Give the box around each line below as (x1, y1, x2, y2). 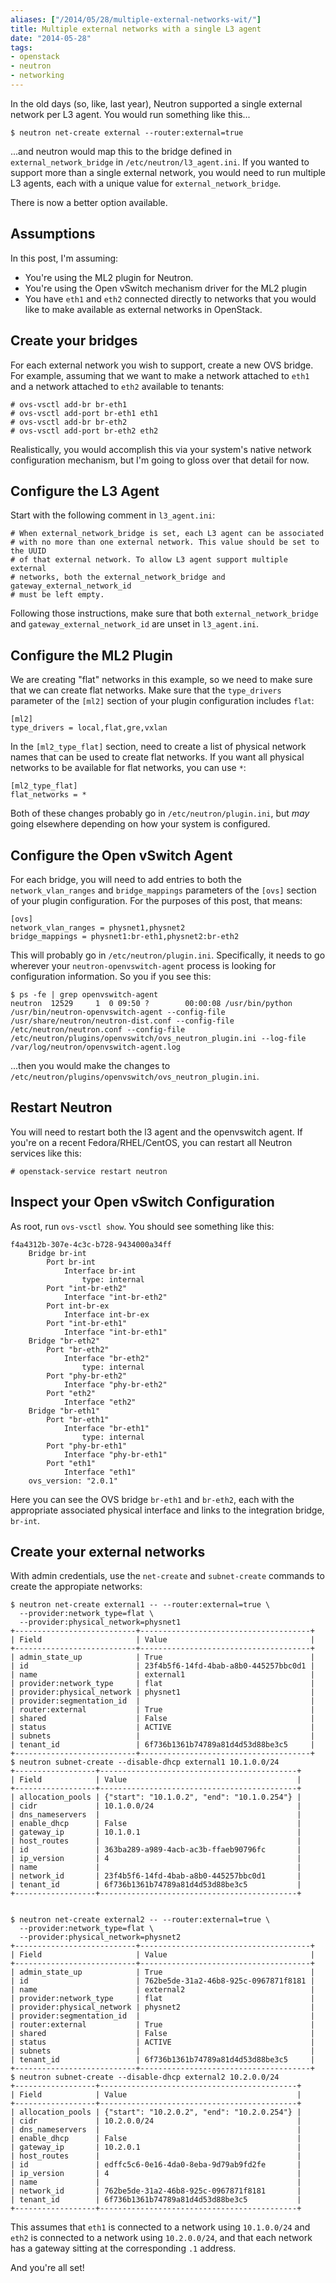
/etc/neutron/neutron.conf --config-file (10, 1024, 186, 1035)
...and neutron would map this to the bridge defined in (10, 145, 232, 157)
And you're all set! (10, 2262, 85, 2274)
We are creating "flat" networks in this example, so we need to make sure (10, 674, 313, 686)
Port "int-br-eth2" (46, 1283, 128, 1293)
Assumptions (10, 226, 96, 243)
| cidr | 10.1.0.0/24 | (10, 1801, 302, 1811)
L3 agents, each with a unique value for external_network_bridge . (10, 177, 282, 189)
